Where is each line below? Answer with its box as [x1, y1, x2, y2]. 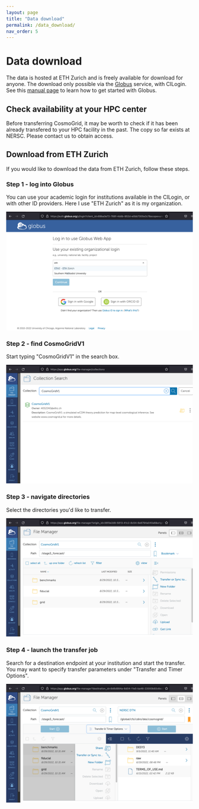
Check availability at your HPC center [6, 104, 147, 114]
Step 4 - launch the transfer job [6, 646, 98, 654]
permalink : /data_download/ [6, 22, 76, 28]
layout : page [6, 9, 38, 15]
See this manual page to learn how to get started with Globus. [6, 87, 157, 94]
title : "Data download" [6, 15, 65, 22]
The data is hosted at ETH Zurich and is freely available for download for [6, 74, 184, 81]
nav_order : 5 [6, 28, 38, 34]
